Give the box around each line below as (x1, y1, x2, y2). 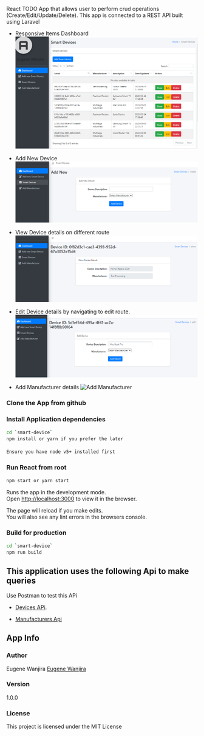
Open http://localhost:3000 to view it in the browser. (6, 495, 137, 502)
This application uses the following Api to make (6, 566, 189, 576)
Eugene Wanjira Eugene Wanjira (6, 665, 86, 672)
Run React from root (6, 463, 67, 471)
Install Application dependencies (6, 415, 106, 423)
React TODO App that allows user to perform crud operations (6, 5, 160, 12)
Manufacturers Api (15, 615, 62, 622)
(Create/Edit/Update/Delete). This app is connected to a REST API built (6, 12, 183, 19)
